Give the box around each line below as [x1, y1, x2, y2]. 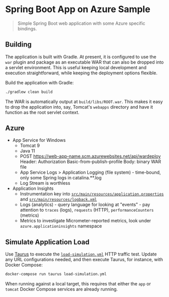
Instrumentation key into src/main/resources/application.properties [20, 191, 164, 197]
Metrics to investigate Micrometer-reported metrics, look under [20, 218, 151, 224]
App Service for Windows [12, 137, 66, 143]
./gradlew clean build [5, 89, 53, 94]
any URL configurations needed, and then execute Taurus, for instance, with [5, 257, 163, 263]
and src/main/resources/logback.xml [20, 196, 97, 203]
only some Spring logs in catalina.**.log [20, 175, 102, 181]
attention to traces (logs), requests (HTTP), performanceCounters [20, 207, 154, 213]
